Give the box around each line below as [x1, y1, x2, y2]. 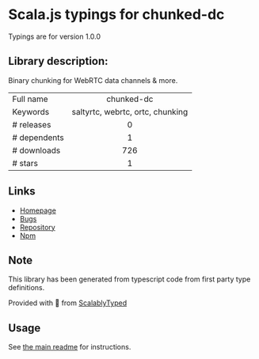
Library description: [8, 55, 109, 68]
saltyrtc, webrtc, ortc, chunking [71, 106, 189, 117]
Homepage [19, 206, 57, 215]
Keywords [12, 106, 50, 117]
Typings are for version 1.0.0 [8, 32, 101, 41]
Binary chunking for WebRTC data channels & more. [8, 75, 178, 85]
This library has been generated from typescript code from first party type [8, 274, 251, 284]
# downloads [12, 145, 61, 156]
